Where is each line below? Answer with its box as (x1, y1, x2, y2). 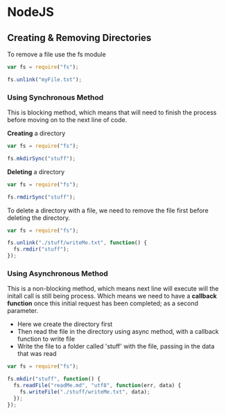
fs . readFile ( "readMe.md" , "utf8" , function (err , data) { (13, 382, 182, 389)
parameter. (7, 307, 39, 315)
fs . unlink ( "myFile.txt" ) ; (7, 76, 82, 83)
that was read (17, 350, 57, 358)
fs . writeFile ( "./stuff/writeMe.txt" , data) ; (19, 388, 150, 396)
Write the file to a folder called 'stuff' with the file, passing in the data (17, 342, 215, 350)
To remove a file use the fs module (7, 50, 106, 58)
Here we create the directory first (17, 320, 113, 328)
